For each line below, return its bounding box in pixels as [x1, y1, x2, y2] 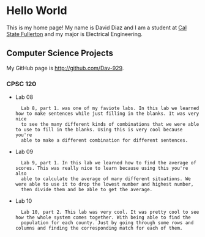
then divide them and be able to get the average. [21, 187, 153, 193]
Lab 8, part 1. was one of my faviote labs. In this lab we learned [21, 105, 199, 112]
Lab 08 [15, 93, 34, 101]
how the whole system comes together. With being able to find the [15, 214, 191, 221]
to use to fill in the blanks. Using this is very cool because [15, 126, 183, 133]
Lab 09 [15, 148, 34, 156]
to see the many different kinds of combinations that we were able [21, 122, 199, 128]
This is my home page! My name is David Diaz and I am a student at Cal [6, 24, 187, 31]
